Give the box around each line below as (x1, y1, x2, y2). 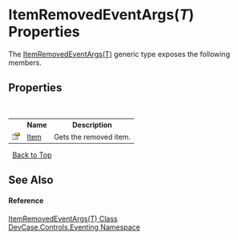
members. (8, 58, 42, 67)
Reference (8, 195, 44, 205)
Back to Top (11, 150, 52, 160)
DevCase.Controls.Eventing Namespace (8, 222, 140, 232)
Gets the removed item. (53, 132, 131, 141)
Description (71, 120, 112, 130)
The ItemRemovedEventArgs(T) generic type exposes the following (8, 49, 231, 59)
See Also (8, 173, 54, 187)
